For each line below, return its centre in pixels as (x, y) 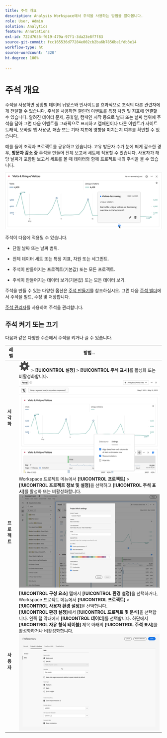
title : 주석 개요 (21, 10)
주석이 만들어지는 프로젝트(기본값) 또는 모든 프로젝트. (64, 269)
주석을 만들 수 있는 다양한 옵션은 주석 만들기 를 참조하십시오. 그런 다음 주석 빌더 (81, 290)
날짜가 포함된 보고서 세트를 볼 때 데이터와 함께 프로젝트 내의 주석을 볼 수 (80, 159)
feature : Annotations (28, 32)
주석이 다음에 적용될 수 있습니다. (37, 238)
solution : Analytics (27, 26)
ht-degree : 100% (22, 58)
